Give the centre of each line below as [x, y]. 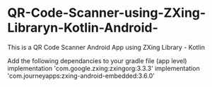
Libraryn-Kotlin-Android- [83, 28]
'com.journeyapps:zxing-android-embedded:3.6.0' [81, 76]
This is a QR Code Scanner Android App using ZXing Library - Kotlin [106, 47]
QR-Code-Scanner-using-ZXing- [107, 13]
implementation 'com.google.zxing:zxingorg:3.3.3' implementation [104, 68]
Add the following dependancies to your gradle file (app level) [97, 60]
